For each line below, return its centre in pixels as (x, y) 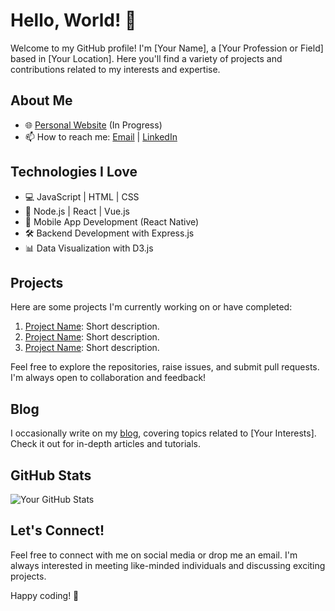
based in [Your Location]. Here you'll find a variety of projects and (146, 58)
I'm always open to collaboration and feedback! (108, 378)
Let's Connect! (57, 530)
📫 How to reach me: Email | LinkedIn (101, 136)
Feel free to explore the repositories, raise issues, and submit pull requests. (165, 367)
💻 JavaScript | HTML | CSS (82, 196)
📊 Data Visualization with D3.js (89, 248)
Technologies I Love (74, 172)
